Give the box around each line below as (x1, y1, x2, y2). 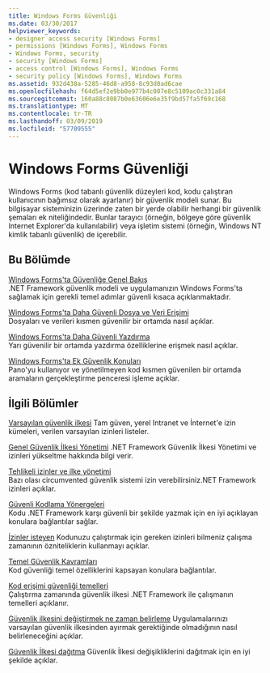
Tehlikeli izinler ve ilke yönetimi (8, 466, 112, 476)
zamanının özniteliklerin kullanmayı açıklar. (8, 541, 150, 551)
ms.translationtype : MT (8, 102, 89, 110)
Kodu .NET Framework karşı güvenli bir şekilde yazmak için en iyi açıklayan (8, 508, 259, 518)
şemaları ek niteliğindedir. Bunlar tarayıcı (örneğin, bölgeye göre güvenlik (8, 212, 251, 222)
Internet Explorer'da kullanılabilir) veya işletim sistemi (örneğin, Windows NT (8, 220, 262, 231)
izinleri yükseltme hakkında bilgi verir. (8, 451, 133, 461)
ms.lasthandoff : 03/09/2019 (8, 117, 103, 126)
